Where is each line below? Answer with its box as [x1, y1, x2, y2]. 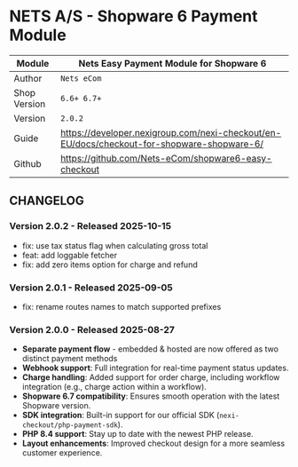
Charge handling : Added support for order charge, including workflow [21, 372, 280, 383]
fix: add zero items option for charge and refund [21, 259, 198, 270]
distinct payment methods [21, 353, 118, 364]
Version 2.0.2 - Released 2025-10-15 [9, 220, 171, 233]
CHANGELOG [9, 194, 84, 209]
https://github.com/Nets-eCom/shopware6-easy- [60, 152, 272, 164]
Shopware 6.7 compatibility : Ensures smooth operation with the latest [21, 391, 280, 401]
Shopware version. [21, 400, 91, 411]
